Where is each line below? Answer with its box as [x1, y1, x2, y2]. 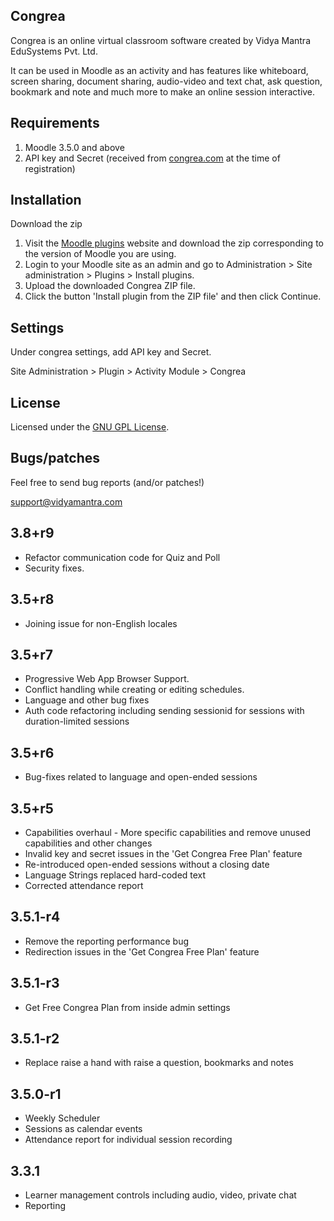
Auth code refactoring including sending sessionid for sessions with [24, 705, 305, 717]
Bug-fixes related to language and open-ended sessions [24, 771, 258, 783]
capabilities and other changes [24, 837, 153, 849]
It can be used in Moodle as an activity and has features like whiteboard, [10, 64, 309, 76]
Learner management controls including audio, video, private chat [24, 1189, 297, 1201]
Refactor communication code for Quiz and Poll [24, 551, 221, 563]
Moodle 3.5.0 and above [24, 141, 125, 153]
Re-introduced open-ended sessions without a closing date [24, 858, 270, 870]
